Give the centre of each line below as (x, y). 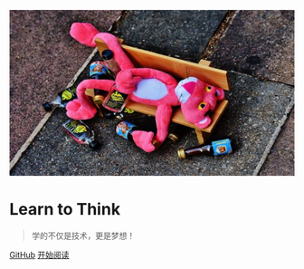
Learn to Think (65, 210)
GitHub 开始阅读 (39, 255)
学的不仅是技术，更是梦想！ (83, 235)
